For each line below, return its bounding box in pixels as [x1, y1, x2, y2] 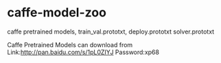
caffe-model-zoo [7, 5, 106, 21]
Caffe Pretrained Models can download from [7, 40, 133, 49]
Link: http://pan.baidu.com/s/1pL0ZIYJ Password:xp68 [7, 48, 160, 56]
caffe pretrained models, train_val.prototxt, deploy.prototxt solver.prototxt [7, 27, 215, 36]
